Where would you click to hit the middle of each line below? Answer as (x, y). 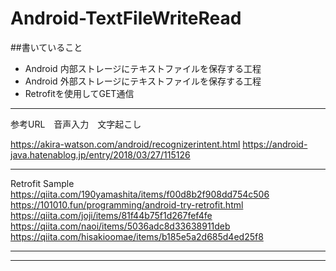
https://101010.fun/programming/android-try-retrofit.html (127, 204)
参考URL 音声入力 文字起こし (76, 124)
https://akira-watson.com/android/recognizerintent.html (125, 144)
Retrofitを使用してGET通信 (79, 93)
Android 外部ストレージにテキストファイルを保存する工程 (143, 81)
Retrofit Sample (42, 183)
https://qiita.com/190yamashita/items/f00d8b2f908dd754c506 (140, 194)
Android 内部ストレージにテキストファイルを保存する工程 (143, 68)
